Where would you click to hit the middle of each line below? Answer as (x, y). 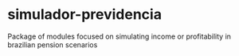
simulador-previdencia (85, 15)
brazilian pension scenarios (53, 44)
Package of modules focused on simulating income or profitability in (119, 36)
